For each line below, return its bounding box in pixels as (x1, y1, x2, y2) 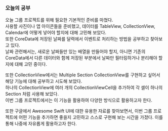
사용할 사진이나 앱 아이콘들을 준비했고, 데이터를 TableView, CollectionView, (5, 23, 155, 29)
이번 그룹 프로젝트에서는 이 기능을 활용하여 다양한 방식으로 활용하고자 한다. (5, 97, 153, 103)
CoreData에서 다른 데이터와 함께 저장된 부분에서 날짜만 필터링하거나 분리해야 (5, 55, 158, 61)
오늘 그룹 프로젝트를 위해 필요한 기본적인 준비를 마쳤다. (5, 17, 113, 23)
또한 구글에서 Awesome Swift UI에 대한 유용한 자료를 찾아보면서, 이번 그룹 (5, 108, 153, 114)
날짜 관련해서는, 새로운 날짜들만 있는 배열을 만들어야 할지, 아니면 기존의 (5, 49, 146, 55)
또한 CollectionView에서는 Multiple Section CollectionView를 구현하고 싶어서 (5, 72, 160, 78)
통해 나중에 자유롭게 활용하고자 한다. (5, 120, 77, 127)
